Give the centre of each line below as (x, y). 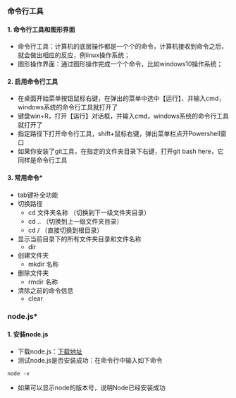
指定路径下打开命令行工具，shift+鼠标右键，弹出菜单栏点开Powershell (119, 134)
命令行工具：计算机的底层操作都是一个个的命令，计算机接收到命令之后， (122, 47)
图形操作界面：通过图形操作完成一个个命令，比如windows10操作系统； (120, 64)
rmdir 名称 (43, 282)
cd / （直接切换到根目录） (66, 230)
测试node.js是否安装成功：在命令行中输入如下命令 (90, 360)
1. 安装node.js (28, 334)
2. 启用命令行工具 (33, 81)
